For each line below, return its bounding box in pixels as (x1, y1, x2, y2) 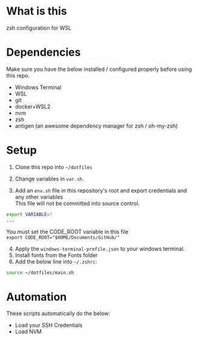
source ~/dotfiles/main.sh (6, 269, 74, 276)
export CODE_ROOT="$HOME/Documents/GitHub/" (6, 234, 120, 240)
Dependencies (6, 45, 81, 59)
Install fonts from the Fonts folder (14, 251, 98, 258)
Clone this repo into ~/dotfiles (14, 163, 92, 171)
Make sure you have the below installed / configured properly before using (6, 65, 192, 73)
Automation (6, 290, 67, 304)
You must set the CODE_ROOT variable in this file (6, 228, 129, 235)
